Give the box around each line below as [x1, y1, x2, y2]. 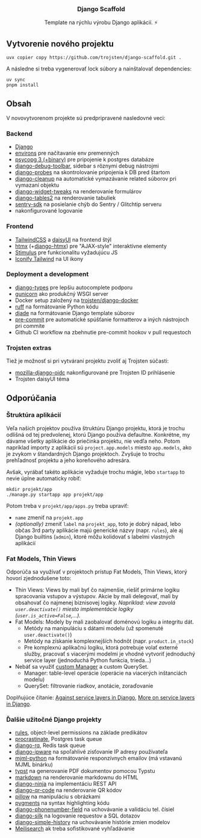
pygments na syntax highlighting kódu [14, 799, 110, 807]
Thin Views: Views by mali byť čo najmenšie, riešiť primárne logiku [14, 586, 180, 593]
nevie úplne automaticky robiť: [6, 475, 82, 482]
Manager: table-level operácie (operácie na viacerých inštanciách [23, 669, 188, 677]
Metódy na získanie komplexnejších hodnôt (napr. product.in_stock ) [23, 637, 194, 645]
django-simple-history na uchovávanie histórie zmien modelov [14, 819, 170, 826]
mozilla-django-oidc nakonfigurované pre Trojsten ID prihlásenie [14, 369, 176, 377]
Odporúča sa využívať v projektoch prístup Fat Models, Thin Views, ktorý [6, 568, 188, 575]
